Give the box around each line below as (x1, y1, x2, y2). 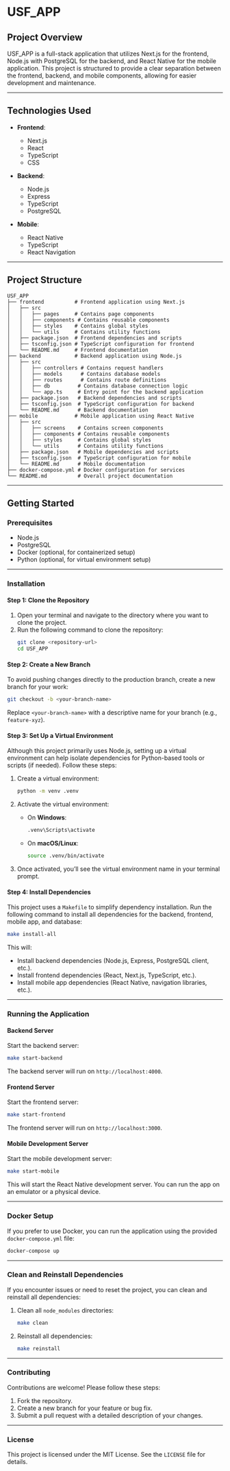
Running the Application (7, 1009, 90, 1019)
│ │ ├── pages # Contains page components (7, 310, 155, 318)
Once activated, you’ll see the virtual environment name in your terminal (16, 865, 220, 873)
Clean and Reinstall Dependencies (7, 1270, 124, 1280)
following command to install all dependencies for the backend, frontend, (7, 910, 214, 919)
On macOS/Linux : (27, 839, 79, 848)
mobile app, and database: (7, 918, 82, 926)
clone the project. (16, 619, 67, 627)
